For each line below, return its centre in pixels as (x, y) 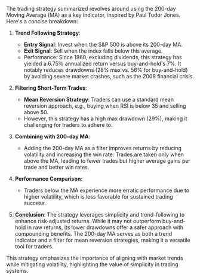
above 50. (36, 112)
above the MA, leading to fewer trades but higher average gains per (107, 161)
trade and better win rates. (56, 167)
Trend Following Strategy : (47, 33)
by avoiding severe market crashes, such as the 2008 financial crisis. (109, 76)
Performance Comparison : (48, 179)
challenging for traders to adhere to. (68, 125)
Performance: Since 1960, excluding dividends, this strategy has (103, 57)
